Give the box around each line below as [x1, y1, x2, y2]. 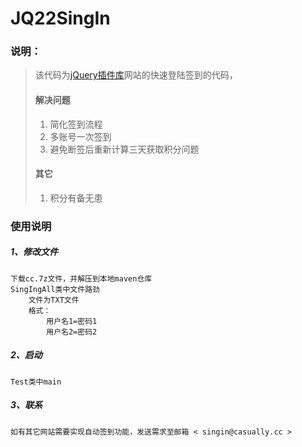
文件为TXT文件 [28, 295, 80, 305]
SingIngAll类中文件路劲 [10, 284, 100, 294]
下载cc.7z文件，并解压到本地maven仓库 [10, 273, 153, 284]
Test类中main [10, 377, 62, 387]
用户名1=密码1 [46, 316, 98, 326]
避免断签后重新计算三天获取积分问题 [49, 143, 200, 155]
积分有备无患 [49, 192, 103, 204]
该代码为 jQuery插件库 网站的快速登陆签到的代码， [34, 69, 238, 81]
